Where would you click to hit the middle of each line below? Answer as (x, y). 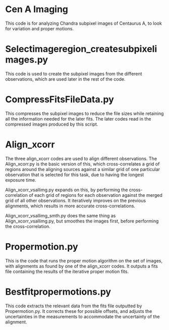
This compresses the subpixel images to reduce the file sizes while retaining (84, 113)
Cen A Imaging (37, 9)
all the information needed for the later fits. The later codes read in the (78, 119)
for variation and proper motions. (40, 28)
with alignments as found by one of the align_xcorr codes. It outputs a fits (81, 266)
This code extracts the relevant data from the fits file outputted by (74, 306)
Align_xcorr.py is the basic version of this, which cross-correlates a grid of (82, 164)
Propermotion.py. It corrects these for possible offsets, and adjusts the (79, 311)
